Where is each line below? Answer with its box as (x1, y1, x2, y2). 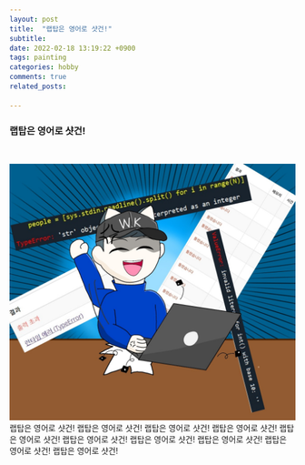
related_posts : (9, 82, 67, 91)
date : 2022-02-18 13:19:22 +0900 (9, 44, 136, 53)
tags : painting (9, 53, 67, 63)
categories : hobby (9, 63, 79, 72)
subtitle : (9, 34, 47, 43)
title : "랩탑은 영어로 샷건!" (9, 24, 113, 34)
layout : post (9, 15, 59, 24)
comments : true (9, 73, 67, 82)
